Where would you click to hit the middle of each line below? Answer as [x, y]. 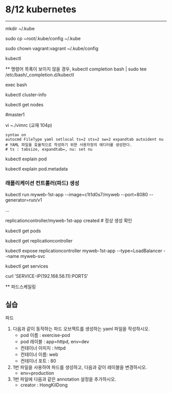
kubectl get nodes [24, 104]
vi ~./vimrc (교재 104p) [29, 125]
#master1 [15, 115]
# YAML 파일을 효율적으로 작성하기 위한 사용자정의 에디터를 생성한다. [69, 145]
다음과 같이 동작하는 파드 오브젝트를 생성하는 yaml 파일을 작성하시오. [81, 329]
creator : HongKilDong [44, 385]
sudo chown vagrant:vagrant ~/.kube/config [52, 48]
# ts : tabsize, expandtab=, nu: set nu [49, 149]
